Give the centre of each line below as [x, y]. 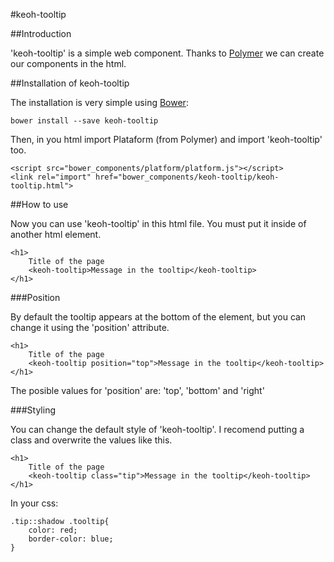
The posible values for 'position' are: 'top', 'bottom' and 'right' [137, 390]
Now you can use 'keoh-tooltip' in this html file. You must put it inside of [158, 223]
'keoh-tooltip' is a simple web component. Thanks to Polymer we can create [167, 53]
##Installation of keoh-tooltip [70, 83]
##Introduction [41, 33]
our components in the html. [68, 63]
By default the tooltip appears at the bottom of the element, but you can [158, 317]
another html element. [56, 234]
